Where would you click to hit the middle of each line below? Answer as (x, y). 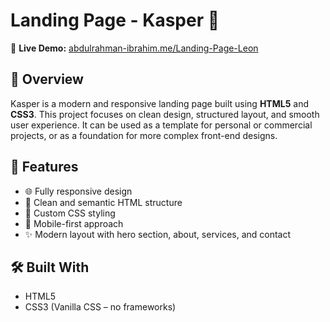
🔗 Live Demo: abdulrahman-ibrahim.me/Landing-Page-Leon (134, 48)
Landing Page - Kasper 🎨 (115, 20)
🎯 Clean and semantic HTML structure (103, 202)
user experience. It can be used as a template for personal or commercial (161, 125)
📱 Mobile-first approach (74, 223)
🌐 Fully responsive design (78, 191)
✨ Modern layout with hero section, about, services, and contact (158, 234)
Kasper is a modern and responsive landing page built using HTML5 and (160, 103)
